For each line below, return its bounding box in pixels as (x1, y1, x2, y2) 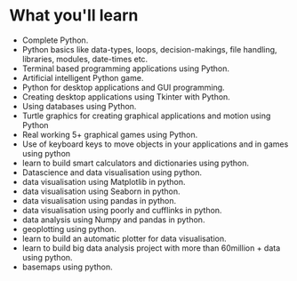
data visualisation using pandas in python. (21, 195, 177, 205)
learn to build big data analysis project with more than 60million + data (21, 242, 281, 253)
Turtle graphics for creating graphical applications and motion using (21, 110, 271, 121)
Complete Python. (21, 35, 89, 45)
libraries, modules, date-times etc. (21, 53, 148, 64)
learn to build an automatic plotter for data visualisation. (21, 233, 227, 244)
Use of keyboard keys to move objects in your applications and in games (21, 139, 289, 149)
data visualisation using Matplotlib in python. (21, 176, 186, 187)
